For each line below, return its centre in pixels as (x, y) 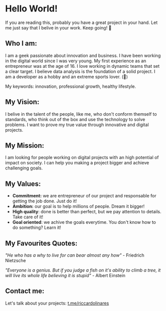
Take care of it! (28, 217)
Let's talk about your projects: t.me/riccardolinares (57, 303)
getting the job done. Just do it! (45, 201)
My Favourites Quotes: (41, 243)
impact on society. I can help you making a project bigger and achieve (77, 163)
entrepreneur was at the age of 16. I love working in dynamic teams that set (83, 66)
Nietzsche (16, 260)
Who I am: (21, 44)
